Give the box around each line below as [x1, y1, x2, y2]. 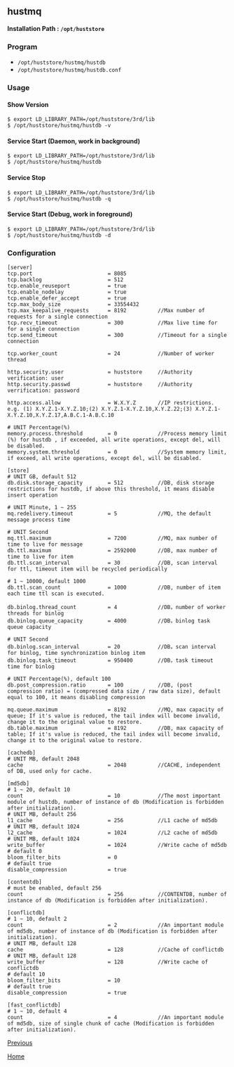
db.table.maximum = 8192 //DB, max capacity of [7, 724, 224, 732]
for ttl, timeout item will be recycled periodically [7, 566, 168, 573]
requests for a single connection [7, 313, 109, 321]
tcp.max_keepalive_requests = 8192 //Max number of [7, 307, 205, 314]
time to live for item [7, 554, 74, 561]
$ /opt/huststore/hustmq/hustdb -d [7, 231, 111, 238]
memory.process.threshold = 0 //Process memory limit [7, 430, 228, 437]
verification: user [7, 375, 64, 382]
